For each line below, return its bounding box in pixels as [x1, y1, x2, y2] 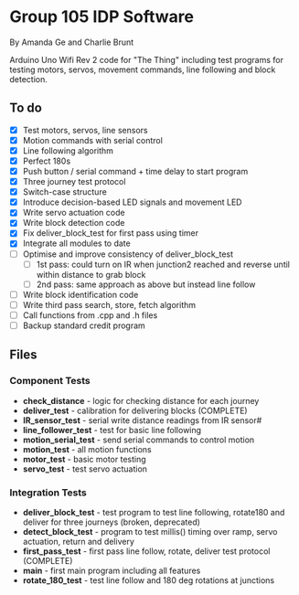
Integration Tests [9, 486, 87, 499]
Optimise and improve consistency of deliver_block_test [22, 249, 234, 260]
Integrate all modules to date [22, 238, 131, 249]
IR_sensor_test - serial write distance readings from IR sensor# [22, 414, 262, 426]
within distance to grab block [36, 269, 146, 280]
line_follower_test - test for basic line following [22, 424, 202, 435]
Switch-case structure [22, 186, 107, 197]
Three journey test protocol [22, 176, 126, 187]
